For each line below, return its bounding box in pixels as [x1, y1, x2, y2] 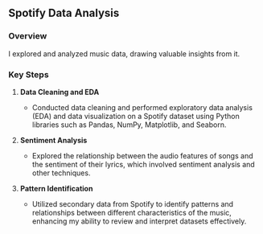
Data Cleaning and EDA [19, 87, 100, 96]
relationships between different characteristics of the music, [31, 207, 232, 217]
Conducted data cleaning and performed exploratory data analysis [31, 102, 253, 112]
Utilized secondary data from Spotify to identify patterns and [31, 199, 234, 208]
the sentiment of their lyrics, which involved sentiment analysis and [31, 159, 255, 169]
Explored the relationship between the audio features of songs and [31, 150, 253, 160]
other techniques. [31, 168, 91, 178]
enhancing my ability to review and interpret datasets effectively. [31, 216, 247, 226]
